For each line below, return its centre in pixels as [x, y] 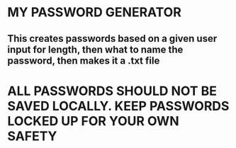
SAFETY [32, 136]
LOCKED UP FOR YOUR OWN [93, 121]
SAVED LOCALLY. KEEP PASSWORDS [118, 106]
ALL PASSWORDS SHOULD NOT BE [112, 91]
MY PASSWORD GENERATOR [95, 12]
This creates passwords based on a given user [112, 39]
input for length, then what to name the [95, 49]
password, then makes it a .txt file [84, 61]
